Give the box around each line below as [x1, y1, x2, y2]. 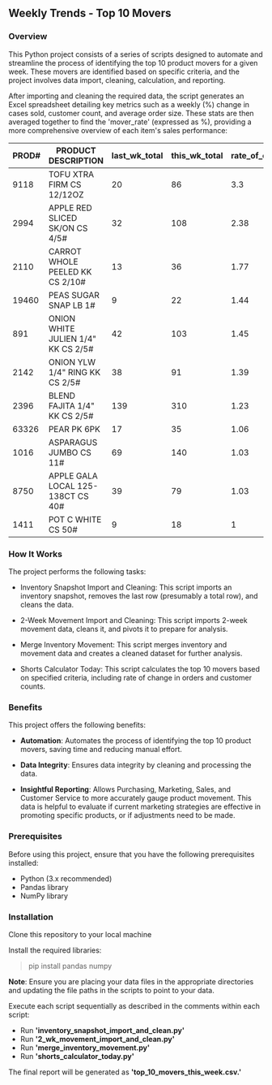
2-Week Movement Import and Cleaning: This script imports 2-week [19, 615, 249, 625]
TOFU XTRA [48, 168, 95, 179]
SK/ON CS [48, 223, 88, 234]
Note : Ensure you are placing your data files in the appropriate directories [8, 976, 254, 986]
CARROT [48, 245, 83, 257]
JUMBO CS [48, 447, 91, 458]
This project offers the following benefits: [8, 720, 146, 730]
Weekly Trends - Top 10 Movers [8, 6, 172, 20]
